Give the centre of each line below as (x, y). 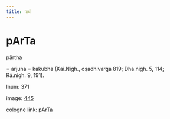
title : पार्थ (18, 12)
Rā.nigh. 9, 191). (25, 75)
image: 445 (20, 98)
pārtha (14, 57)
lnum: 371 (18, 86)
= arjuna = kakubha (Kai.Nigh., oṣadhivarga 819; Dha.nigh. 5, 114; (85, 69)
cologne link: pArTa (30, 110)
